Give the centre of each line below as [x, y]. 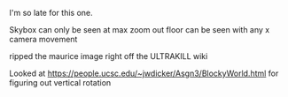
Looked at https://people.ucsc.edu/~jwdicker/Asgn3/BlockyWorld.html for [144, 73]
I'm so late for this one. [51, 13]
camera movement [43, 39]
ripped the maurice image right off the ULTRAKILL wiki [109, 56]
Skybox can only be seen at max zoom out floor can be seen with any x [140, 30]
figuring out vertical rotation [60, 82]
